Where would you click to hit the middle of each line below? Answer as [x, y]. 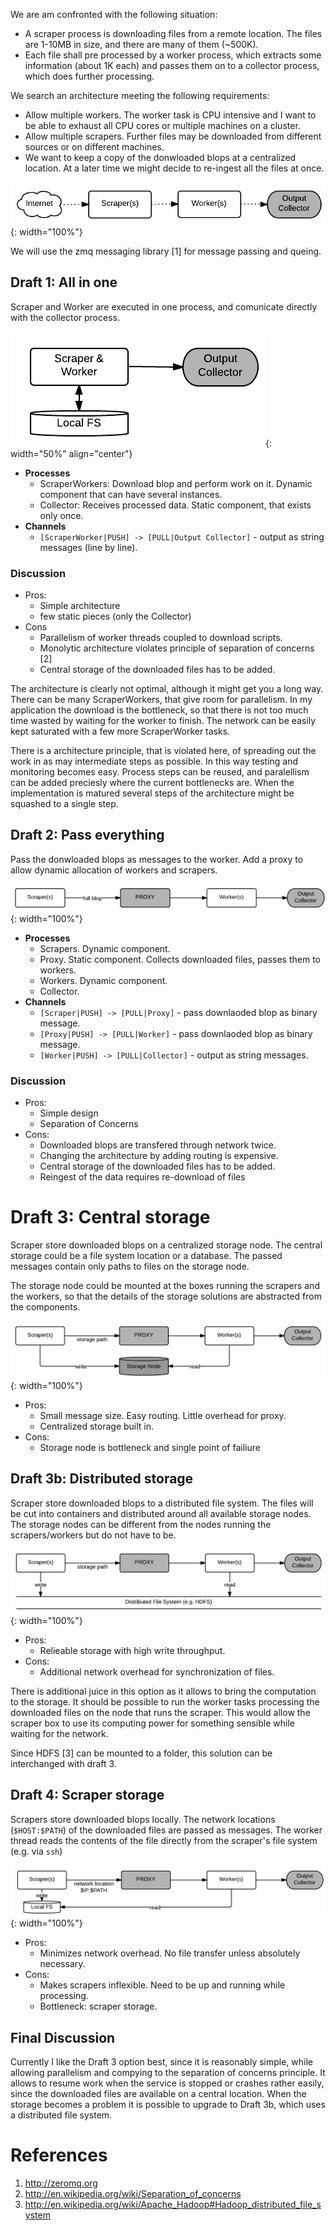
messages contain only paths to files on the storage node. [130, 1266]
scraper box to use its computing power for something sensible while [152, 1723]
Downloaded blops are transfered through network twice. [158, 1145]
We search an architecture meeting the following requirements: [140, 95]
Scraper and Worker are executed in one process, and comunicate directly [164, 306]
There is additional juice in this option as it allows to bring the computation [163, 1691]
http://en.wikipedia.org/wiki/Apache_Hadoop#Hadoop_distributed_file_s [173, 2204]
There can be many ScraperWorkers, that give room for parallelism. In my [161, 700]
